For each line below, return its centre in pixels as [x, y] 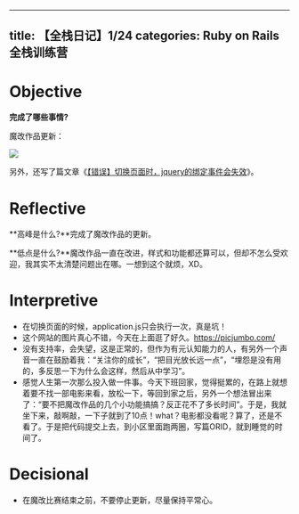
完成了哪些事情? [39, 118]
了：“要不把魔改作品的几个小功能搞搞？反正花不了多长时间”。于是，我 [150, 404]
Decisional [49, 474]
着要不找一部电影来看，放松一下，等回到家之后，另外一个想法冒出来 [147, 394]
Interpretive [54, 301]
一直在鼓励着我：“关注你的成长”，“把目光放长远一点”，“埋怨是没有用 [156, 360]
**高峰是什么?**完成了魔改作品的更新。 [83, 234]
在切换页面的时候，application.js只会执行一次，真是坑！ [125, 327]
